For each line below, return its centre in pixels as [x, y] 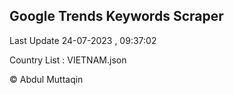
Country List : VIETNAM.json [68, 60]
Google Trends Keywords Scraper [116, 16]
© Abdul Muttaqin [46, 79]
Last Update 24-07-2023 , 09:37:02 [83, 40]
